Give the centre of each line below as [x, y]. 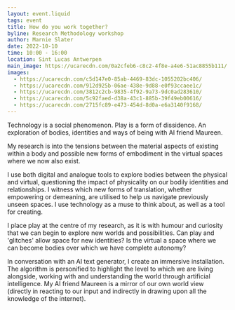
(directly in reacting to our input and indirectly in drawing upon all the [107, 291]
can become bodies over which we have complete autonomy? [97, 248]
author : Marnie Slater [40, 40]
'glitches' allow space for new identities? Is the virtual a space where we [112, 240]
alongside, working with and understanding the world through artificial [109, 276]
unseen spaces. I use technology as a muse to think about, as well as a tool [116, 204]
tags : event [25, 20]
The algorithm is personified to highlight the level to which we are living [110, 269]
